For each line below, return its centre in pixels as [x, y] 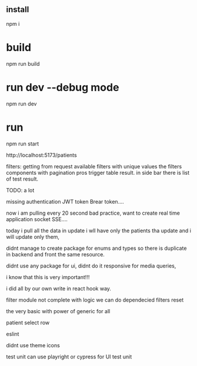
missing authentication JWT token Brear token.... [65, 201]
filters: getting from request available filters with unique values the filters [94, 166]
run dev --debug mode [63, 87]
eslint [13, 334]
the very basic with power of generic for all [58, 311]
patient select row [28, 323]
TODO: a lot [20, 190]
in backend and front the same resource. [55, 254]
